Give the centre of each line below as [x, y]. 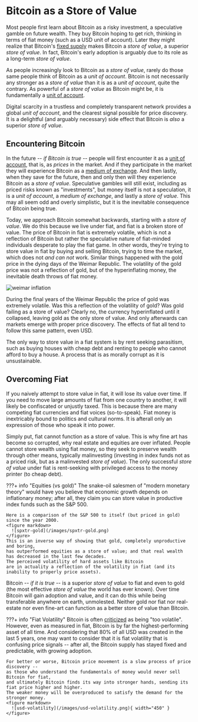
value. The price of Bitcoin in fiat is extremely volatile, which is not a [89, 232]
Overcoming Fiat [37, 379]
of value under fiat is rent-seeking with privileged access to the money [92, 468]
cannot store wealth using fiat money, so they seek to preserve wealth [91, 449]
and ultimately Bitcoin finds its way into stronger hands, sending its [97, 682]
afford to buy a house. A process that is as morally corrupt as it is [85, 354]
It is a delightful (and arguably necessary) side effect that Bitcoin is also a [95, 119]
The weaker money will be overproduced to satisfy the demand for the [95, 692]
